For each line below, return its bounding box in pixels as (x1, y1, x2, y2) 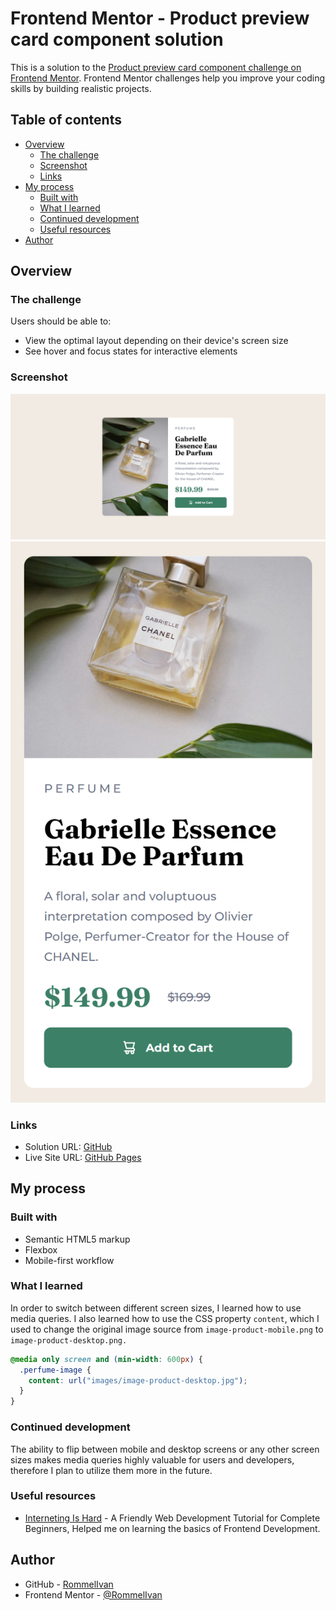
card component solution (10, 28, 224, 51)
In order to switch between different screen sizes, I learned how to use (10, 1302, 302, 1314)
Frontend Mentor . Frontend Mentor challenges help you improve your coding (10, 72, 326, 84)
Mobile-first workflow (24, 1254, 115, 1266)
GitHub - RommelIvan (24, 1578, 114, 1590)
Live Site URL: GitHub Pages (24, 1151, 142, 1163)
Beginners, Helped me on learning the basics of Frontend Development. (24, 1522, 321, 1534)
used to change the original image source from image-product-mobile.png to (10, 1323, 324, 1335)
